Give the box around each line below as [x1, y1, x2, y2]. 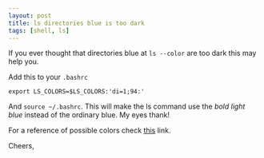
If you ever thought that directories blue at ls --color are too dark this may [8, 49, 257, 58]
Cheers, [8, 141, 34, 151]
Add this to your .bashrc [8, 73, 88, 82]
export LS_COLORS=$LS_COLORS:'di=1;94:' [8, 88, 146, 96]
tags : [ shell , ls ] [8, 26, 70, 34]
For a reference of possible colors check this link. [8, 125, 171, 136]
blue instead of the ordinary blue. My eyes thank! [8, 110, 170, 120]
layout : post [8, 11, 52, 20]
